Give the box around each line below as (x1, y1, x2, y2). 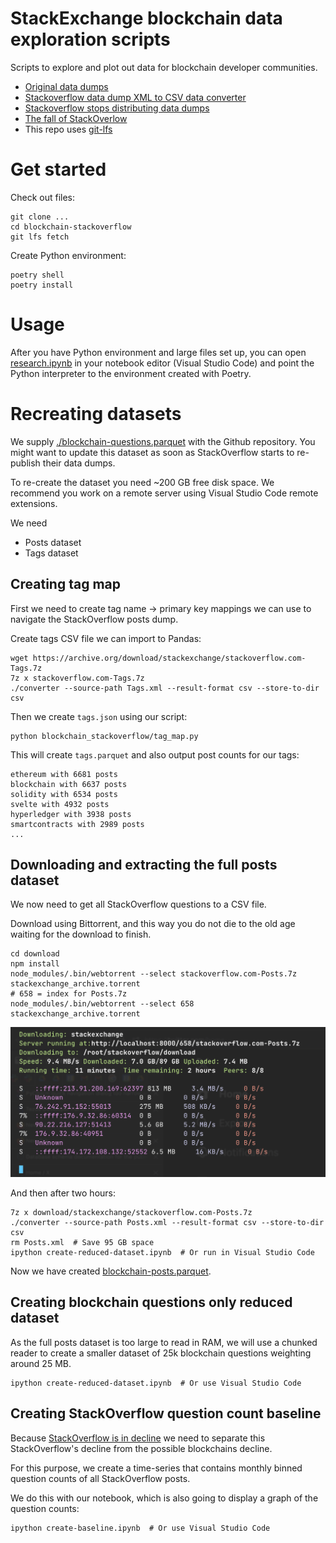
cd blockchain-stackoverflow (10, 222, 132, 232)
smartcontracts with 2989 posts (10, 819, 145, 829)
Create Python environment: (10, 249, 127, 261)
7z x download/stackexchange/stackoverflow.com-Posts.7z (10, 1208, 253, 1218)
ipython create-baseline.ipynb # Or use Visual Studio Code (10, 1523, 271, 1533)
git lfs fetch (10, 232, 70, 242)
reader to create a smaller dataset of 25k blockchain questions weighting (10, 1347, 312, 1359)
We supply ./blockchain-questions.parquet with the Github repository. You (10, 435, 316, 447)
